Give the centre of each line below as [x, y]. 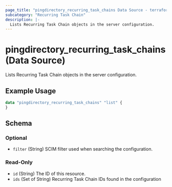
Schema [19, 123]
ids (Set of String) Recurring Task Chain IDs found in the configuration [87, 179]
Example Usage [31, 91]
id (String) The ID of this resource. [49, 173]
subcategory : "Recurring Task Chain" [46, 15]
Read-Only [19, 162]
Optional [16, 138]
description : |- [23, 19]
